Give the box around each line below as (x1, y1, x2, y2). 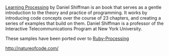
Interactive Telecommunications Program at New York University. (5, 26, 142, 32)
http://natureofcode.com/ (5, 45, 59, 51)
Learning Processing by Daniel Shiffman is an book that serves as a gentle (5, 5, 162, 10)
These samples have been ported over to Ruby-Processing (5, 35, 129, 41)
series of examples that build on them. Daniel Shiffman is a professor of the (5, 20, 164, 26)
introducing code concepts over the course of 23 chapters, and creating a (5, 15, 161, 21)
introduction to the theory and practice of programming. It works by (5, 10, 148, 16)
